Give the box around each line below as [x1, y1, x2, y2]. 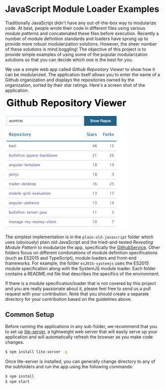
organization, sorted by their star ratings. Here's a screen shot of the [5, 82, 145, 88]
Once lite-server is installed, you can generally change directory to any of [5, 358, 156, 365]
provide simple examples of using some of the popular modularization [5, 51, 148, 57]
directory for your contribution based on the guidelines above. [5, 296, 132, 302]
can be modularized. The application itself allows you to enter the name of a [5, 71, 160, 77]
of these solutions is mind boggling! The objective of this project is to [5, 46, 146, 52]
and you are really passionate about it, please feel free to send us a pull [5, 285, 151, 291]
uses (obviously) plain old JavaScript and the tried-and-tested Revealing [5, 239, 154, 245]
